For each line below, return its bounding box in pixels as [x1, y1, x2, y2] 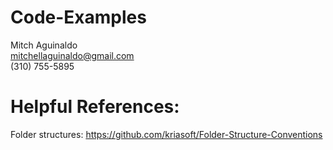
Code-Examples [10, 6, 147, 29]
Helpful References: [10, 96, 180, 118]
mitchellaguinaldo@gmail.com [10, 49, 135, 61]
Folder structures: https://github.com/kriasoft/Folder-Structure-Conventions [10, 128, 323, 140]
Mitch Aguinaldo [10, 39, 78, 51]
